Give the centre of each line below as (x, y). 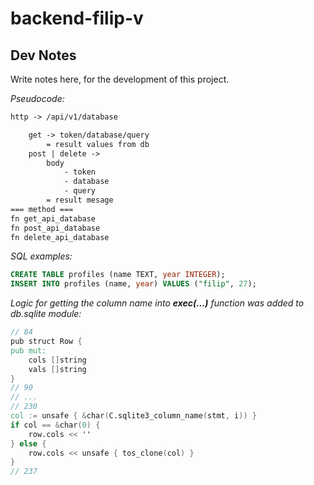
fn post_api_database (55, 228)
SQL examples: (41, 256)
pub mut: (28, 350)
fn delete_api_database (60, 237)
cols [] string (57, 360)
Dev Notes (43, 55)
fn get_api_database (53, 218)
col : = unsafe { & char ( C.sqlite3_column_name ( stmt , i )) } (133, 416)
